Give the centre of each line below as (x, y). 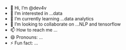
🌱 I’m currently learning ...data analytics (52, 19)
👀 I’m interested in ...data (36, 13)
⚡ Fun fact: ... (24, 43)
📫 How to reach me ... (34, 30)
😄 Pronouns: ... (27, 37)
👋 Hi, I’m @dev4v (28, 8)
